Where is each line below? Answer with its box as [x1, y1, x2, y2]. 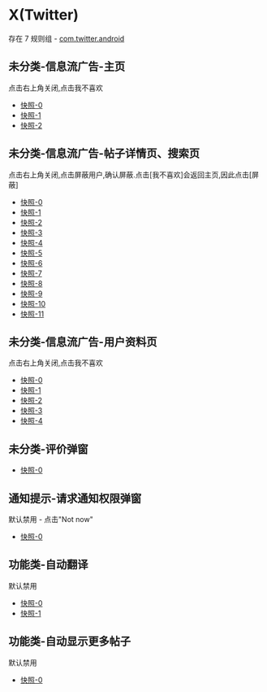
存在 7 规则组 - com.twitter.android [8, 33, 125, 43]
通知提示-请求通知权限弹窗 [8, 491, 142, 505]
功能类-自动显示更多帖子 [8, 634, 131, 648]
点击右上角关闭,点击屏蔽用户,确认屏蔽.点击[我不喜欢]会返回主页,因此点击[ [8, 169, 252, 180]
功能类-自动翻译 [8, 558, 88, 572]
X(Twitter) [8, 6, 80, 24]
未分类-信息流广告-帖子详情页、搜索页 [8, 146, 200, 160]
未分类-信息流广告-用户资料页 [8, 335, 157, 349]
